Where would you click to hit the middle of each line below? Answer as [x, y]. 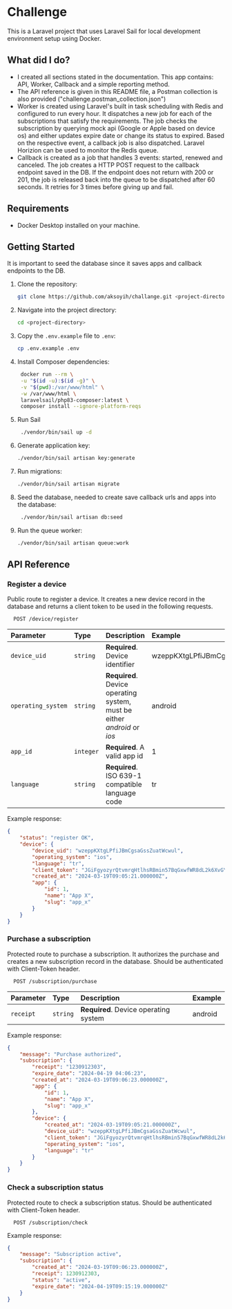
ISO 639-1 [124, 776]
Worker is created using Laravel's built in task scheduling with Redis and [120, 106]
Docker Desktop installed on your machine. [78, 225]
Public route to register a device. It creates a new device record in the [106, 599]
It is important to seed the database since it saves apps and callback [105, 264]
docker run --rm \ [47, 374]
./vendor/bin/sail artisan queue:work [73, 543]
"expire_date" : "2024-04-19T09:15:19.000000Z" [100, 1286]
